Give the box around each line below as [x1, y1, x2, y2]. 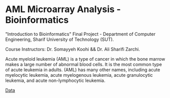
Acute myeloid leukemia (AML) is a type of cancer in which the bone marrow [5, 56, 165, 62]
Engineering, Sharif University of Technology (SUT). [5, 36, 114, 42]
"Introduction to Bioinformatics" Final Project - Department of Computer [5, 31, 156, 37]
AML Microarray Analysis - [5, 4, 121, 15]
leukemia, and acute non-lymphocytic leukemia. [5, 77, 106, 83]
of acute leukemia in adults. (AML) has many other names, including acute [5, 67, 160, 73]
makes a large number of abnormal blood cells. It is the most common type [5, 61, 162, 67]
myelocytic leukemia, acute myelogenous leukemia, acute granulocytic [5, 72, 153, 78]
